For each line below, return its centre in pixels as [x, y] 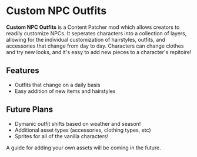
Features [23, 71]
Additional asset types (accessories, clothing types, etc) [83, 130]
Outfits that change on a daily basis [57, 85]
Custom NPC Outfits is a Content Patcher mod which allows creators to [93, 27]
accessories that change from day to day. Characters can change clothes [95, 46]
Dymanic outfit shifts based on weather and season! [78, 123]
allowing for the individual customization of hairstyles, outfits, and [86, 39]
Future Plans [30, 110]
